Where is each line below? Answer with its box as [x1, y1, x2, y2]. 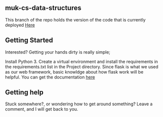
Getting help [5, 88, 44, 97]
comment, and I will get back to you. [5, 106, 78, 112]
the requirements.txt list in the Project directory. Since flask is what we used [5, 63, 159, 70]
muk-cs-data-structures [5, 4, 82, 12]
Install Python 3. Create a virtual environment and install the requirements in [5, 58, 158, 64]
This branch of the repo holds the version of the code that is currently [5, 17, 146, 22]
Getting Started [5, 36, 53, 44]
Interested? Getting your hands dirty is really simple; [5, 49, 111, 55]
